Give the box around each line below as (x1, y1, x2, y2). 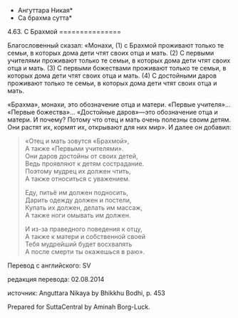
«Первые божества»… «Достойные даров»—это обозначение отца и (7, 108, 219, 116)
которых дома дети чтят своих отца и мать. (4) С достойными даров (7, 71, 217, 80)
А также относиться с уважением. (24, 174, 130, 183)
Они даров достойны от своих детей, (24, 152, 138, 160)
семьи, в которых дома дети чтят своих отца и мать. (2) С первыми (7, 49, 214, 57)
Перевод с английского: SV (7, 261, 91, 270)
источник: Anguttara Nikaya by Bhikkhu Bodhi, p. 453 (7, 289, 165, 297)
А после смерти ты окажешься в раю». (24, 248, 145, 255)
